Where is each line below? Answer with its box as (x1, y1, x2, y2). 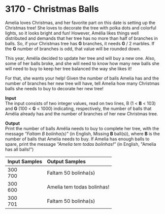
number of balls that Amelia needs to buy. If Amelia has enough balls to (5, 136, 150, 142)
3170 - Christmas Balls (5, 3, 99, 15)
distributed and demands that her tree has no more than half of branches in (5, 35, 158, 41)
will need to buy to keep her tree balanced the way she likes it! (5, 65, 132, 72)
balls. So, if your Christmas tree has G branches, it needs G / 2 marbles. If (5, 40, 155, 46)
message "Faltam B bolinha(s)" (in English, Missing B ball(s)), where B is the (5, 131, 160, 136)
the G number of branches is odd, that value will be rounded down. (5, 46, 141, 52)
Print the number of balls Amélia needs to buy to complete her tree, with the (5, 125, 159, 131)
